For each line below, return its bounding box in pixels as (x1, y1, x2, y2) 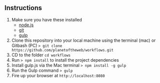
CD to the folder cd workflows (11, 52, 71, 58)
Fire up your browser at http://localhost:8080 (11, 72, 105, 78)
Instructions (4, 4, 42, 12)
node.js (18, 22, 34, 28)
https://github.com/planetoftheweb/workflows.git (11, 48, 114, 52)
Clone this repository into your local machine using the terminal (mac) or (11, 37, 156, 43)
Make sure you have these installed (11, 17, 82, 22)
